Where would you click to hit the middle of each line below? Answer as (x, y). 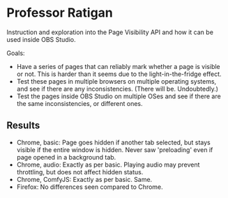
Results (23, 126)
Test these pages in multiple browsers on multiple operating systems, (116, 81)
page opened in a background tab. (66, 157)
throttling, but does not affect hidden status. (80, 172)
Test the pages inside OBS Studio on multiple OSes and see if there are (119, 96)
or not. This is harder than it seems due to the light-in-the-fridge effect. (119, 74)
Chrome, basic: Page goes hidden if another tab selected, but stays (113, 142)
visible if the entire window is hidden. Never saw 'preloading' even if (115, 150)
